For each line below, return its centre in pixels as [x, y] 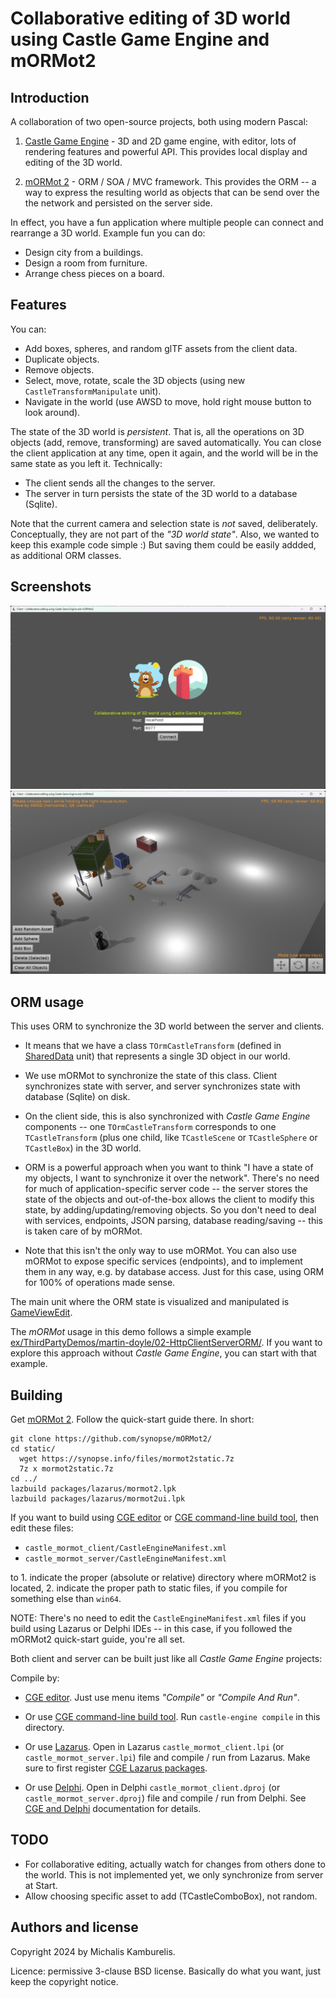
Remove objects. [59, 369]
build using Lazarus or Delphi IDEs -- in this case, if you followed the [151, 1628]
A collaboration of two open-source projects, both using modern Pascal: [159, 121]
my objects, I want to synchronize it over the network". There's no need [172, 1178]
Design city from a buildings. [84, 252]
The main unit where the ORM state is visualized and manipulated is [150, 1302]
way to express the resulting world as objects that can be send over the [172, 192]
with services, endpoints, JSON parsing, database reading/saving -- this [173, 1221]
